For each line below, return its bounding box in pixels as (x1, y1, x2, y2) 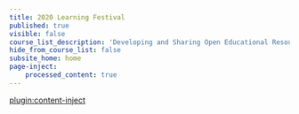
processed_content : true (25, 71, 117, 80)
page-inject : (9, 63, 58, 72)
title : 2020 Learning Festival (9, 12, 125, 22)
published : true (9, 21, 69, 30)
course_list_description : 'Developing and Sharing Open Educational (9, 37, 269, 47)
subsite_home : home (9, 54, 82, 63)
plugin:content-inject (9, 95, 86, 105)
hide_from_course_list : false (9, 46, 122, 55)
